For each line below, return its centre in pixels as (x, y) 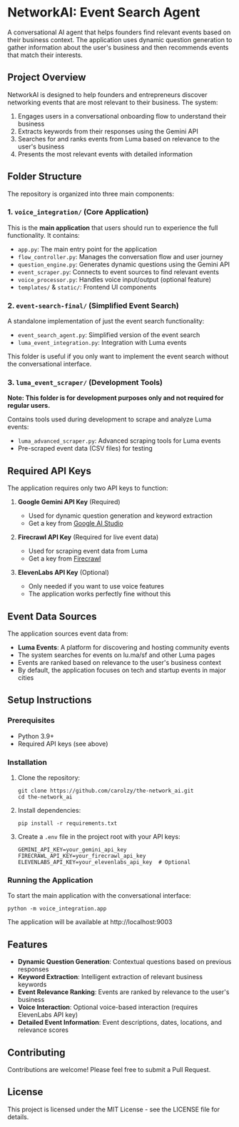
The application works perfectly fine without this (100, 594)
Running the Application (50, 880)
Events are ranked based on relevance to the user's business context (119, 663)
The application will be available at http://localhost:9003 (90, 922)
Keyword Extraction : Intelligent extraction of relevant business (110, 977)
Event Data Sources (52, 616)
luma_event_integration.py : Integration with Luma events (102, 343)
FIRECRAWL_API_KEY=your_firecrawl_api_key (82, 856)
